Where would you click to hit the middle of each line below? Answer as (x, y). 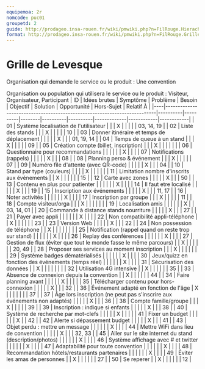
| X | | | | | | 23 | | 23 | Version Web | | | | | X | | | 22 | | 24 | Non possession (99, 223)
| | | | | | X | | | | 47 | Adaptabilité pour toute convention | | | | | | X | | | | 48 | (99, 346)
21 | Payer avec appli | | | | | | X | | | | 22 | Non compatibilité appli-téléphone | (102, 217)
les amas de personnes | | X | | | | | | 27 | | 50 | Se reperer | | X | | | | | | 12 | (99, 359)
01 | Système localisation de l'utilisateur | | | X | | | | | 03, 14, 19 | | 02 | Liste (100, 126)
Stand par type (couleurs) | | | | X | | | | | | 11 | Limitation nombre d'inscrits (98, 171)
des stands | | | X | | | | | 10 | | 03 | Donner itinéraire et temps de (86, 132)
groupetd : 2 (21, 23)
